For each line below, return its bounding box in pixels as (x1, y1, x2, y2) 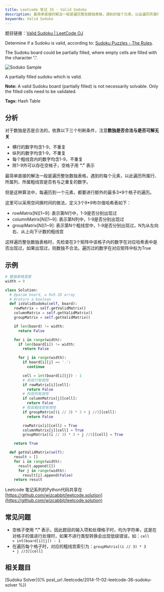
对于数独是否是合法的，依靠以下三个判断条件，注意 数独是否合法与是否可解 (5, 128, 155, 133)
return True (14, 441, 38, 446)
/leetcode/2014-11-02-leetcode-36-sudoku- (63, 577, 152, 583)
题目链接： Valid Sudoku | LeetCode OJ (5, 30, 83, 36)
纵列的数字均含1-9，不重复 (12, 150, 66, 156)
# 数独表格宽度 (5, 274, 32, 279)
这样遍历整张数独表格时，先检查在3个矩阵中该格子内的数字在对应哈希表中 (5, 239, 153, 245)
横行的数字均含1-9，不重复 (12, 144, 66, 150)
